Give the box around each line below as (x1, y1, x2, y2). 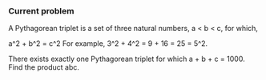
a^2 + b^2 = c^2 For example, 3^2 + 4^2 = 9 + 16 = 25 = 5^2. (8, 39, 208, 48)
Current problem (8, 6, 75, 17)
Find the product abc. (8, 63, 80, 72)
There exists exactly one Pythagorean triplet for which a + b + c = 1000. (8, 54, 246, 64)
